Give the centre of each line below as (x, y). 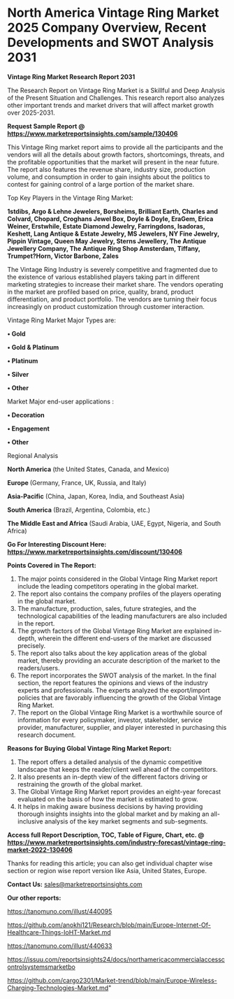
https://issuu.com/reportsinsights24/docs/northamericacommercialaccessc (116, 959)
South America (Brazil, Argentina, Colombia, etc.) (79, 510)
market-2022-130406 (40, 849)
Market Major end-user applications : (60, 401)
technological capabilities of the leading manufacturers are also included (122, 616)
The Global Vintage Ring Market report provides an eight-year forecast (119, 791)
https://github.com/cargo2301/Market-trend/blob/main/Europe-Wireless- (112, 980)
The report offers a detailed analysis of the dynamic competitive (110, 762)
